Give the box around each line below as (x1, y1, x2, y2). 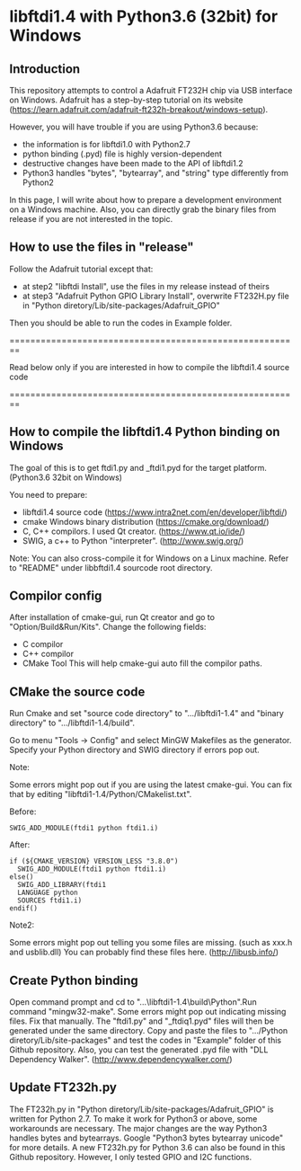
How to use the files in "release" (9, 240, 195, 255)
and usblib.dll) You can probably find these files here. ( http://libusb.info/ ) (9, 946, 279, 958)
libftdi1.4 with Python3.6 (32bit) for (9, 6, 279, 27)
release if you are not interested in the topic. (9, 214, 173, 224)
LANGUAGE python (17, 888, 78, 898)
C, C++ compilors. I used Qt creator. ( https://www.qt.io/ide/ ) (22, 526, 245, 537)
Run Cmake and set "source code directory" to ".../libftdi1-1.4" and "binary (9, 708, 285, 719)
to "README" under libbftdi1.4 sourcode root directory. (9, 562, 213, 572)
